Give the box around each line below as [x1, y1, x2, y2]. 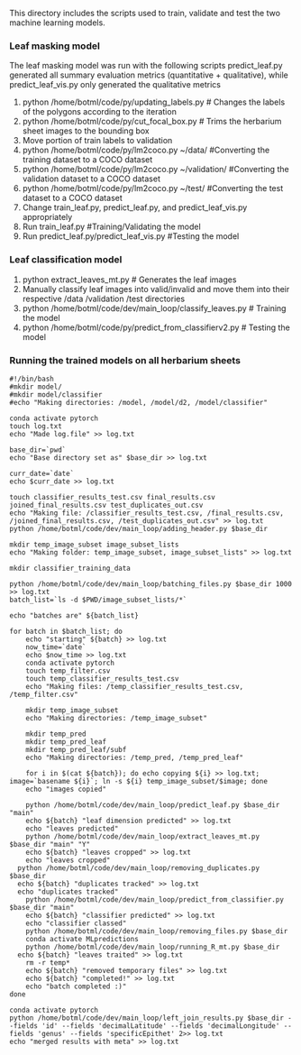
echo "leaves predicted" [25, 824, 119, 833]
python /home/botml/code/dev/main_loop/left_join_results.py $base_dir [9, 1014, 284, 1023]
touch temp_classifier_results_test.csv [25, 674, 179, 683]
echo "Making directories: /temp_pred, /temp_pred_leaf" [25, 753, 244, 762]
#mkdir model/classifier [9, 390, 103, 399]
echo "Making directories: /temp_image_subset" [25, 713, 207, 722]
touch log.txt [9, 421, 63, 431]
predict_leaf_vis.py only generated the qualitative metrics [9, 79, 221, 90]
